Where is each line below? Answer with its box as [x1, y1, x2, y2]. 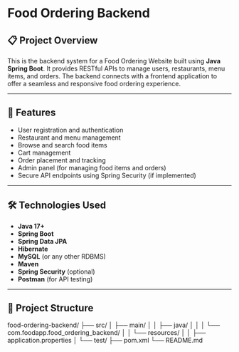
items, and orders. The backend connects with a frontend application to [7, 72, 218, 80]
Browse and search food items [17, 140, 108, 149]
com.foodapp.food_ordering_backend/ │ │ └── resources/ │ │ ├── [7, 328, 206, 337]
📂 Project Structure [7, 302, 94, 314]
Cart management [17, 148, 71, 157]
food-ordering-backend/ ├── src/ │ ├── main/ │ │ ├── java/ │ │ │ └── [7, 321, 221, 329]
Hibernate [17, 244, 48, 253]
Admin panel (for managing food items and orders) [17, 163, 166, 172]
